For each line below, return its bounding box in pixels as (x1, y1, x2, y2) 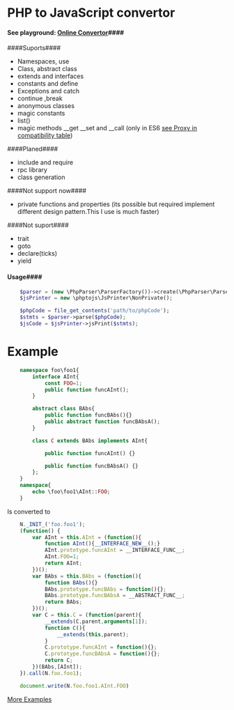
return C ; (44, 657, 73, 664)
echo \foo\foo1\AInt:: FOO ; (32, 488, 111, 495)
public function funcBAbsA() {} (44, 462, 139, 470)
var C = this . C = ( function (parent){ (32, 612, 141, 619)
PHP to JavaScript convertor (7, 5, 175, 21)
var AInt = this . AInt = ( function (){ (32, 534, 141, 541)
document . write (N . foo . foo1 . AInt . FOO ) (19, 682, 130, 689)
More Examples (7, 695, 52, 703)
